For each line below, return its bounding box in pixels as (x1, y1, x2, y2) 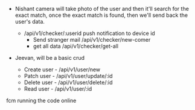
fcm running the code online (6, 97, 77, 104)
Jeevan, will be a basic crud (14, 54, 85, 61)
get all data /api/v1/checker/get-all (33, 42, 119, 50)
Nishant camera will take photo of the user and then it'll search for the (14, 5, 189, 12)
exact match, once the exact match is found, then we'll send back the (14, 11, 188, 19)
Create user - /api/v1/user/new (24, 66, 101, 73)
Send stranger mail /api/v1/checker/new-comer (33, 36, 151, 43)
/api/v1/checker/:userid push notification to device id (24, 30, 155, 37)
